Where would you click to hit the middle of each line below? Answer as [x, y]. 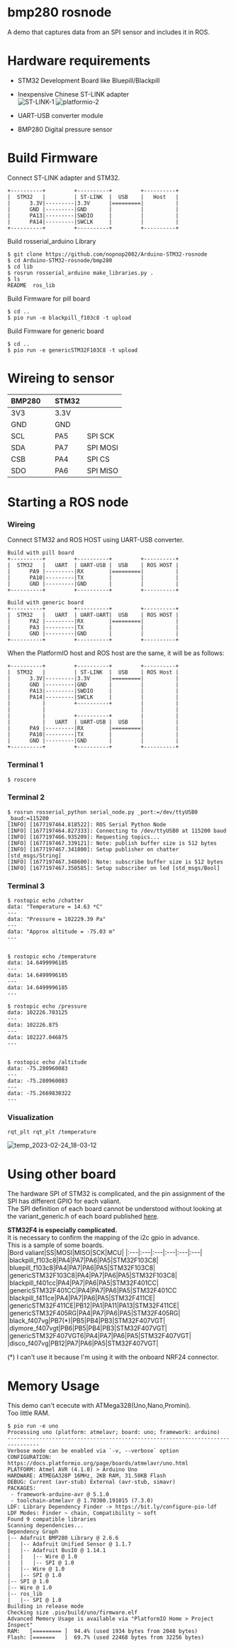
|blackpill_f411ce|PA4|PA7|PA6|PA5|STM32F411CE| [81, 1298]
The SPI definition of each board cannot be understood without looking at [115, 1209]
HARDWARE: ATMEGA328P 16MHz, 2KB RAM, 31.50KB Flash [87, 1476]
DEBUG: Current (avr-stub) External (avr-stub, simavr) [91, 1482]
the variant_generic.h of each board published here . [83, 1217]
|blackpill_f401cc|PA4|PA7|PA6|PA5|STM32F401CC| [83, 1283]
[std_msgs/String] [34, 856]
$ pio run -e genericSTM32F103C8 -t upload [73, 350]
